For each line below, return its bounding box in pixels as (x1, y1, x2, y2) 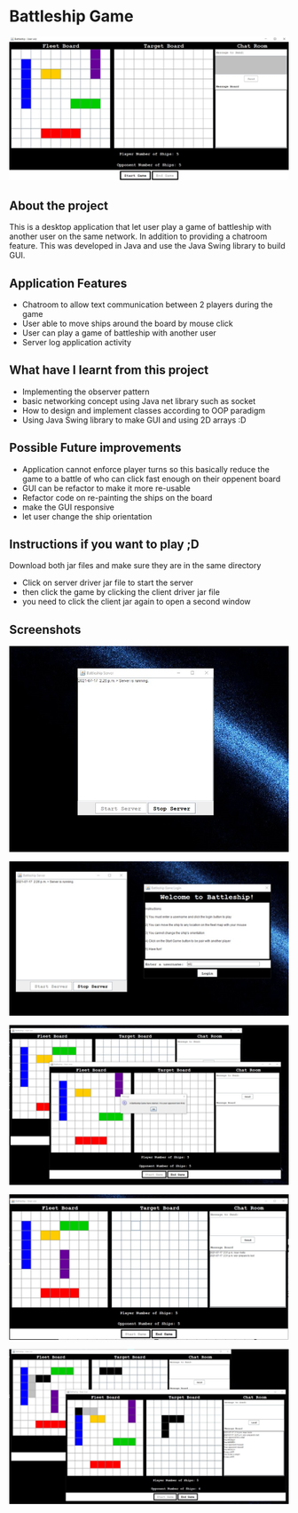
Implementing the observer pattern (21, 386, 150, 397)
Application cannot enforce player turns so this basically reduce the (21, 463, 271, 474)
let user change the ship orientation (21, 511, 153, 521)
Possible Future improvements (9, 440, 182, 455)
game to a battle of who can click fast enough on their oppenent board (21, 473, 281, 484)
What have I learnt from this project (9, 362, 209, 378)
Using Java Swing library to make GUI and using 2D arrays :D (21, 415, 247, 425)
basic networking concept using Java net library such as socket (21, 395, 255, 406)
